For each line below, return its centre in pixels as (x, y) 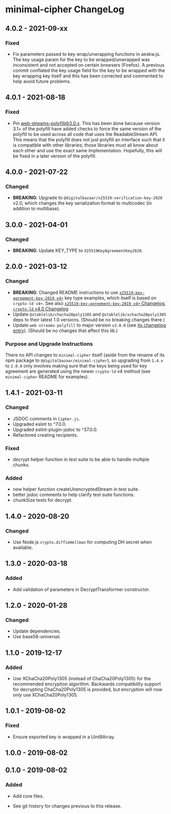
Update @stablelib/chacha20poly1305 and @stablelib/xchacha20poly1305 (89, 314)
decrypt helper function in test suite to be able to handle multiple (81, 459)
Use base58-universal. (37, 637)
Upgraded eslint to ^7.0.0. (39, 424)
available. (23, 547)
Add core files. (28, 796)
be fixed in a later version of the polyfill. (55, 156)
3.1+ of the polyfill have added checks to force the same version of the (87, 129)
